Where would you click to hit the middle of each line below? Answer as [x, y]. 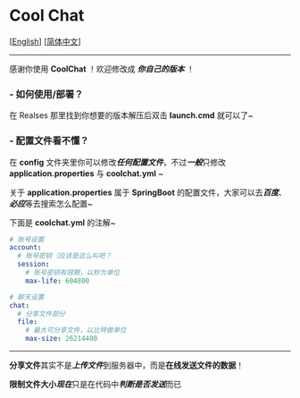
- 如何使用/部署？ [46, 94]
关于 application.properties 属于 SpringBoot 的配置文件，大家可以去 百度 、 [148, 192]
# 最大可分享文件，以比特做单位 [76, 330]
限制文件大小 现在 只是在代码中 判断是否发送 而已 [95, 385]
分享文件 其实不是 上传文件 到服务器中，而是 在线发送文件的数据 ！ [126, 365]
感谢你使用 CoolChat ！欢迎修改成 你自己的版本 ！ [102, 69]
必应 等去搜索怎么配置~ [51, 203]
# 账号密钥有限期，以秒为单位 [73, 273]
